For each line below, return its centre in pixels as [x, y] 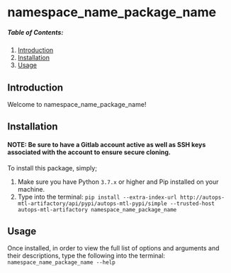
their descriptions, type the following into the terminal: [86, 256]
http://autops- [202, 197]
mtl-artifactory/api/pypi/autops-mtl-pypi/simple [92, 203]
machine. [31, 189]
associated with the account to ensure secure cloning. [89, 152]
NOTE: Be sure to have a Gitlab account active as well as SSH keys [107, 144]
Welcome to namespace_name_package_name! [77, 104]
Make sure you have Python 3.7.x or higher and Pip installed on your [118, 182]
